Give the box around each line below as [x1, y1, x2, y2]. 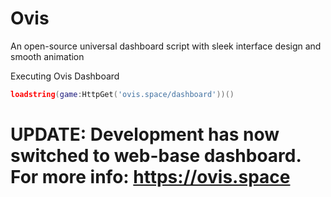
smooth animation [10, 50, 85, 62]
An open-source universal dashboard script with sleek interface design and [10, 40, 322, 52]
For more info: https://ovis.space [10, 166, 291, 188]
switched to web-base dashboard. [10, 145, 302, 167]
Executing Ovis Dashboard [10, 70, 120, 82]
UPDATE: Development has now [10, 123, 280, 146]
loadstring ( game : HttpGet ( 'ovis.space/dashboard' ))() [10, 89, 235, 99]
